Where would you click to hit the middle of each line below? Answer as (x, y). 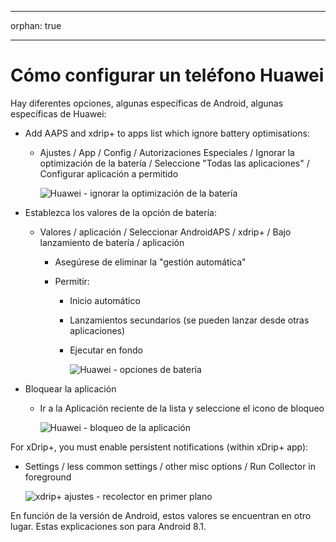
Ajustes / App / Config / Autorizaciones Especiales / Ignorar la (167, 152)
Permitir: (72, 281)
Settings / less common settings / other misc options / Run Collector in (170, 466)
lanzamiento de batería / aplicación (112, 242)
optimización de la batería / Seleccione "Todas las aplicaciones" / (174, 163)
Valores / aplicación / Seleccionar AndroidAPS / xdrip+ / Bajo (165, 232)
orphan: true (36, 25)
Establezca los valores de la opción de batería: (120, 212)
